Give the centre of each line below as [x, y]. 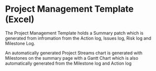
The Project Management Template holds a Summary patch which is [74, 33]
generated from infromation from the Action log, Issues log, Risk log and [78, 38]
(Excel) [20, 19]
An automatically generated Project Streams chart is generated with [74, 53]
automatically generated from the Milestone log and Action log [68, 63]
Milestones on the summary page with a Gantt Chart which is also [72, 58]
